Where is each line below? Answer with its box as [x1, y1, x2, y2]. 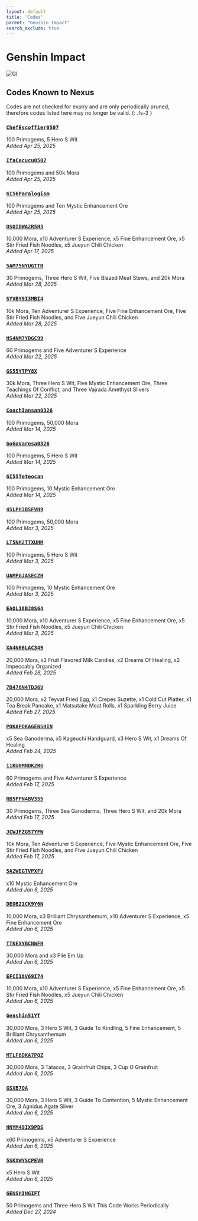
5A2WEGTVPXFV [6, 868, 44, 874]
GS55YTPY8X [6, 368, 37, 374]
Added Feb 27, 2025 [6, 708, 56, 716]
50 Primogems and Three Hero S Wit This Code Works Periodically [6, 1202, 169, 1209]
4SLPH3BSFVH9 [6, 506, 44, 513]
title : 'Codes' [6, 14, 44, 20]
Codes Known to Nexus [6, 87, 95, 98]
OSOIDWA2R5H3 [6, 223, 44, 230]
